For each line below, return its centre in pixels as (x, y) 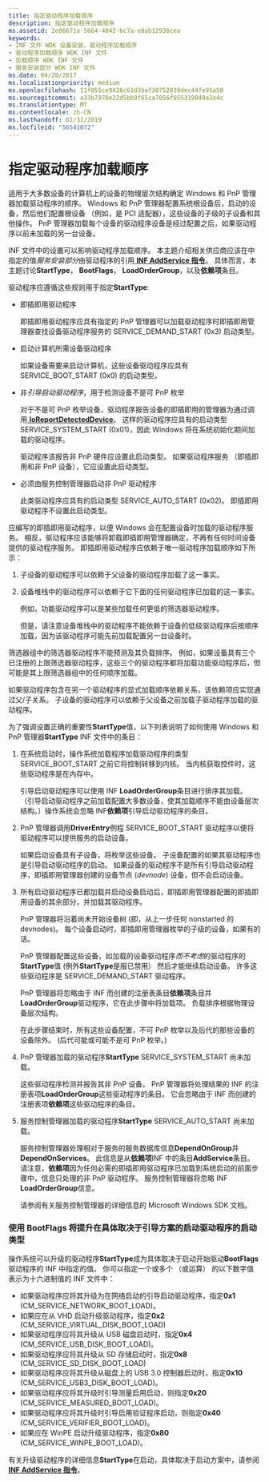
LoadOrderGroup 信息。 (59, 1188)
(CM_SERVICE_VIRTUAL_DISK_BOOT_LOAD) (93, 1324)
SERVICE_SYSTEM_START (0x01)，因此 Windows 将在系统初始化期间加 (137, 429)
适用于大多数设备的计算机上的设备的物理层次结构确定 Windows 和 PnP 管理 (132, 193)
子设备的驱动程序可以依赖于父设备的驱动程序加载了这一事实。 (122, 574)
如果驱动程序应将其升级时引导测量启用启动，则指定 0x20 (113, 1392)
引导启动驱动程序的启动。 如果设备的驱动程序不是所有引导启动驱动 (137, 865)
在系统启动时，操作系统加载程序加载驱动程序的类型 (104, 753)
